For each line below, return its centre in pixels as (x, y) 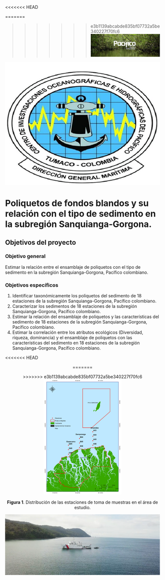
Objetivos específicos (32, 285)
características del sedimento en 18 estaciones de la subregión (76, 343)
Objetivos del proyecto (41, 242)
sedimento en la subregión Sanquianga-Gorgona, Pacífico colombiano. (77, 272)
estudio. (82, 507)
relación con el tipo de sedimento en (81, 214)
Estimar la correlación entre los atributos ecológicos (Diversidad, (78, 332)
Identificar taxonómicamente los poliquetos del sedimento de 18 (77, 296)
